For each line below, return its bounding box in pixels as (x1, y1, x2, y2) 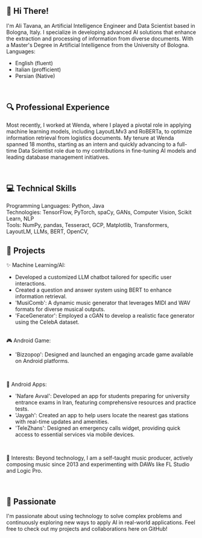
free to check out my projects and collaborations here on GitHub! (6, 525, 168, 533)
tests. (14, 405, 29, 412)
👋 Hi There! (6, 6, 49, 16)
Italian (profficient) (14, 66, 62, 73)
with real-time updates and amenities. (14, 418, 110, 426)
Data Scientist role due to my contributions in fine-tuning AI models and (18, 147, 197, 154)
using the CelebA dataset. (14, 318, 80, 326)
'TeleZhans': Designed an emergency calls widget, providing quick (14, 424, 181, 432)
